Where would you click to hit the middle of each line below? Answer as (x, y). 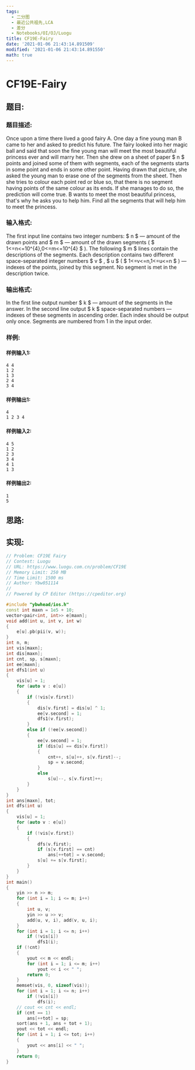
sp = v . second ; (66, 762)
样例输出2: (19, 483)
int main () (19, 882)
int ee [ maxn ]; (23, 664)
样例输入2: (19, 431)
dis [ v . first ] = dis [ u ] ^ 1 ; (72, 708)
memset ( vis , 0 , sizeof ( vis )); (53, 986)
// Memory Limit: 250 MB (36, 572)
